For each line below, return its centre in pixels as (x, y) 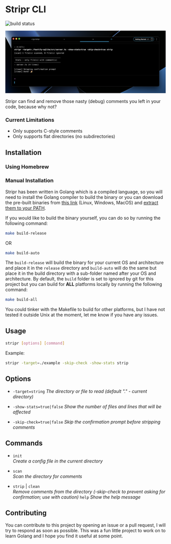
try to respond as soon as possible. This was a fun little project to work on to (85, 531)
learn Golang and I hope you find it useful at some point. (64, 536)
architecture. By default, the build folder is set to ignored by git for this (79, 279)
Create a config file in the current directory (58, 461)
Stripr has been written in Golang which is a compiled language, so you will (84, 192)
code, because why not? (31, 107)
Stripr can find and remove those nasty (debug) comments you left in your (83, 101)
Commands (24, 443)
